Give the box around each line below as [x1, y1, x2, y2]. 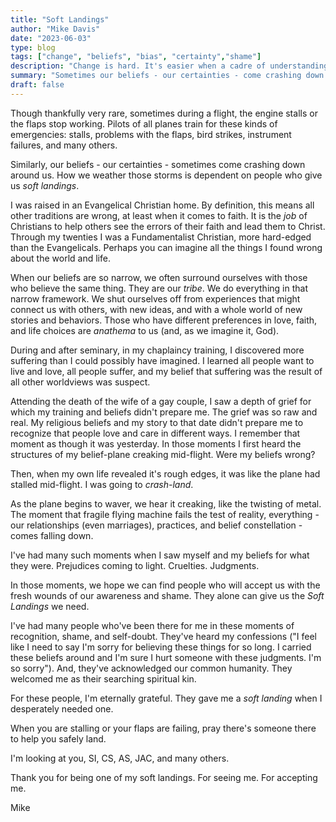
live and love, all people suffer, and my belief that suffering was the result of [10, 365, 323, 377]
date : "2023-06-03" [10, 33, 92, 43]
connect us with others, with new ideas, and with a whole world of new [10, 303, 303, 315]
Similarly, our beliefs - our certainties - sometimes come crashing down [10, 158, 306, 170]
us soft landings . [10, 179, 80, 191]
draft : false [10, 80, 65, 90]
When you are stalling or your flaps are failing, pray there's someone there [10, 722, 317, 734]
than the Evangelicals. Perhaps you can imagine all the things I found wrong [10, 241, 323, 253]
